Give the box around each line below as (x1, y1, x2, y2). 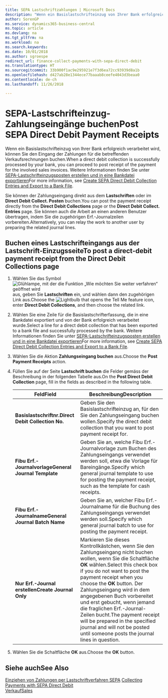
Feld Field (34, 391, 56, 398)
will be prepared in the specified (80, 617, 156, 624)
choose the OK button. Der (80, 580, 143, 587)
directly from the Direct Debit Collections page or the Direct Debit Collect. (5, 203, 160, 209)
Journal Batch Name (14, 519, 65, 526)
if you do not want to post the (80, 567, 149, 574)
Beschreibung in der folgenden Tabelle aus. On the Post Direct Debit (12, 374, 153, 380)
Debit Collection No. (14, 418, 64, 425)
